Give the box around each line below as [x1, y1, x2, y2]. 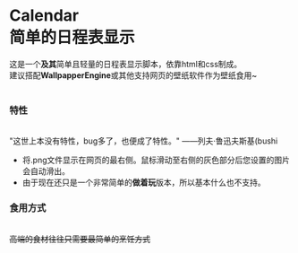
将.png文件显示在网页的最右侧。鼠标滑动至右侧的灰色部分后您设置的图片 [21, 154, 291, 166]
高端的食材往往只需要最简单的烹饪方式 [9, 233, 150, 244]
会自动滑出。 [21, 166, 70, 177]
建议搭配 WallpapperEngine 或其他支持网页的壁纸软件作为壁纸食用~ [9, 69, 258, 81]
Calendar [9, 5, 79, 26]
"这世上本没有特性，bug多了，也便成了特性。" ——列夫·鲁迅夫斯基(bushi [9, 135, 278, 146]
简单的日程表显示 [9, 28, 136, 48]
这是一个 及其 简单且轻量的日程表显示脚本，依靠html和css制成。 [9, 58, 243, 69]
